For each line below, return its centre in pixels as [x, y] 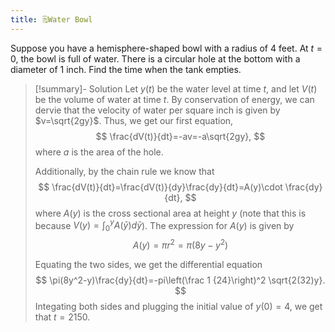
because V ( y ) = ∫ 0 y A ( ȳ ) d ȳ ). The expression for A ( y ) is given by [164, 225]
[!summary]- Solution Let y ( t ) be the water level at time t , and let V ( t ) [176, 88]
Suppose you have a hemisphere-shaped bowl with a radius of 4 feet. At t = [166, 48]
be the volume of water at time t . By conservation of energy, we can [174, 99]
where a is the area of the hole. [99, 152]
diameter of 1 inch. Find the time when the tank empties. [126, 69]
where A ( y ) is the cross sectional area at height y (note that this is [170, 213]
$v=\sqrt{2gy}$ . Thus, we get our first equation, [134, 120]
